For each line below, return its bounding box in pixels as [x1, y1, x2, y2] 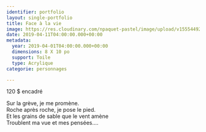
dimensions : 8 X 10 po [12, 49, 70, 55]
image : [6, 26, 23, 32]
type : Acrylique [12, 60, 53, 66]
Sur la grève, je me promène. [6, 100, 80, 107]
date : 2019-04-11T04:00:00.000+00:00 [6, 32, 103, 38]
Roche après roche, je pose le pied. [6, 106, 96, 114]
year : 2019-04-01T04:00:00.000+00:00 [12, 43, 109, 50]
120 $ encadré [6, 88, 43, 95]
